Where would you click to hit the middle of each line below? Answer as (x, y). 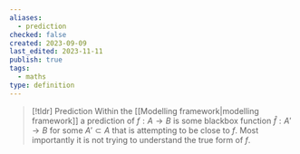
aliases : (26, 18)
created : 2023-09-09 (48, 43)
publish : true (36, 60)
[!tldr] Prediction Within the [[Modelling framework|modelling (145, 111)
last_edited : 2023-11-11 (56, 52)
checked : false (38, 34)
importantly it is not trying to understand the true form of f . (141, 140)
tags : (19, 69)
